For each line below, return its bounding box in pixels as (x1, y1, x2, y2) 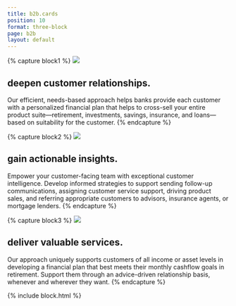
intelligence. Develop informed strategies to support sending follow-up (7, 179, 213, 187)
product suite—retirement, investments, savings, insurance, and (7, 110, 193, 119)
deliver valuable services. (7, 236, 123, 248)
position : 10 (7, 17, 46, 24)
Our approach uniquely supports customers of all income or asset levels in (7, 255, 223, 264)
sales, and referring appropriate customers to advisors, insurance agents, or (7, 194, 229, 203)
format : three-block (7, 23, 68, 30)
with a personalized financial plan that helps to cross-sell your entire (7, 103, 206, 111)
